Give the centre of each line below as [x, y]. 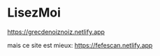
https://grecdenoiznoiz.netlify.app [56, 32]
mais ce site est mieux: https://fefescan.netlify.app [80, 45]
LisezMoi [34, 13]
